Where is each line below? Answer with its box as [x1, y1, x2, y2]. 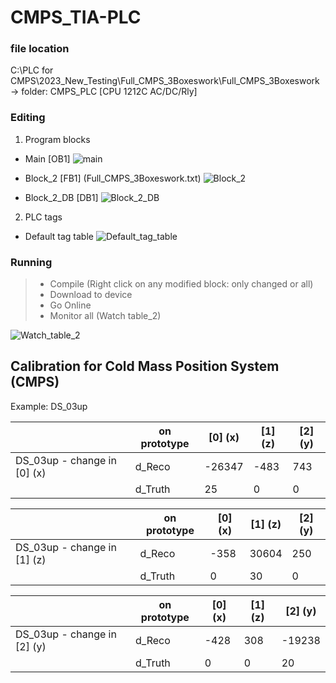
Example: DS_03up [10, 400, 88, 412]
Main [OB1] [24, 152, 71, 165]
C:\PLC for [10, 64, 54, 76]
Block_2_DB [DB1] [24, 191, 99, 203]
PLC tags [24, 211, 63, 223]
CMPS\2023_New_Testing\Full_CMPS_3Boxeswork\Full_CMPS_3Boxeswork [10, 75, 320, 87]
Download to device [49, 289, 133, 301]
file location [10, 42, 70, 56]
